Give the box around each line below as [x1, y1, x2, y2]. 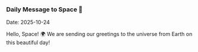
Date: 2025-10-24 [6, 19, 51, 26]
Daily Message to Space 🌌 [6, 5, 83, 14]
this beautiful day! [6, 39, 51, 46]
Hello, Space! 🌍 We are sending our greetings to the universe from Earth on [6, 31, 193, 38]
